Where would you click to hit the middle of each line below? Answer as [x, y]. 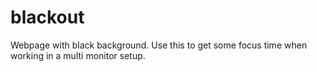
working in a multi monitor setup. [78, 55]
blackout [47, 17]
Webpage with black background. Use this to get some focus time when [159, 45]
